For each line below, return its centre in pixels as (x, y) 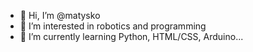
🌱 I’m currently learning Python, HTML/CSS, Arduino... (131, 36)
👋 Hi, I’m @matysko (60, 15)
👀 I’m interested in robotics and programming (113, 26)
